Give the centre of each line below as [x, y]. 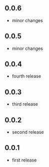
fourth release [26, 76]
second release [28, 132]
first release [24, 160]
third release [25, 104]
